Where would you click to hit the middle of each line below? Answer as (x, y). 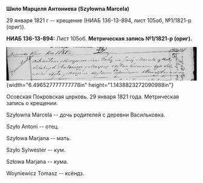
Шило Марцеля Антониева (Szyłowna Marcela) (68, 9)
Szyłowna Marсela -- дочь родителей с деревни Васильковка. (86, 115)
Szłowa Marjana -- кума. (37, 161)
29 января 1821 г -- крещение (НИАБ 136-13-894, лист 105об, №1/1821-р (99, 20)
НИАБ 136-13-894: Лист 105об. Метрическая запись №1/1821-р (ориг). (99, 38)
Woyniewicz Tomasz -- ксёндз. (45, 173)
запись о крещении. (32, 103)
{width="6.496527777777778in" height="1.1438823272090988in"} (90, 85)
